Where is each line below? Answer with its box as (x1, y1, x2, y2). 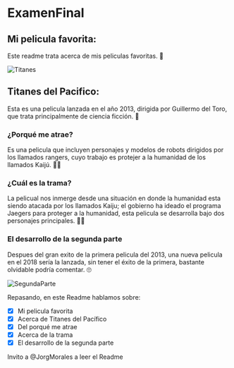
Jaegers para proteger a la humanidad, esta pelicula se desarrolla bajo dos (7, 209, 225, 218)
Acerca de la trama (17, 330, 73, 339)
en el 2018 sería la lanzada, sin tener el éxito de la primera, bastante (7, 257, 204, 266)
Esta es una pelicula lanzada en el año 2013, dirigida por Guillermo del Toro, (7, 104, 228, 113)
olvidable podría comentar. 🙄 (7, 265, 92, 274)
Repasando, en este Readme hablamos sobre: (7, 293, 141, 301)
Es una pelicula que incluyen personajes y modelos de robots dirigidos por (7, 146, 224, 154)
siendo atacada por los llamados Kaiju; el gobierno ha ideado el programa (7, 202, 221, 210)
